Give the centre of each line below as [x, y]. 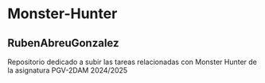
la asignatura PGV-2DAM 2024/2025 [68, 70]
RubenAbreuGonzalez [63, 43]
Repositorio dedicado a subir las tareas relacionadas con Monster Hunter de [132, 62]
